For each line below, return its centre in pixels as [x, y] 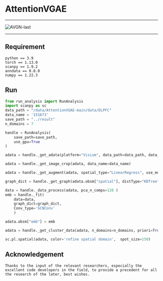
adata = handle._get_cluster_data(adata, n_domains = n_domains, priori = [79, 230]
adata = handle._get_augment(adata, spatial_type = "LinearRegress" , [75, 173]
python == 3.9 [19, 58]
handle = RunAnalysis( [28, 132]
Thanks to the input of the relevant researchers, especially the [73, 266]
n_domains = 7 [19, 124]
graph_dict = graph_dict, [38, 204]
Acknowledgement [34, 254]
